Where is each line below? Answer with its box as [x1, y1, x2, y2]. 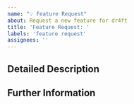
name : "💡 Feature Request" [7, 10, 87, 18]
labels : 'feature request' [7, 30, 87, 37]
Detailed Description [7, 63, 100, 75]
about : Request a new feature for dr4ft [7, 17, 128, 24]
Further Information [7, 86, 96, 99]
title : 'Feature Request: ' [7, 23, 90, 30]
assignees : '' [7, 37, 49, 44]
